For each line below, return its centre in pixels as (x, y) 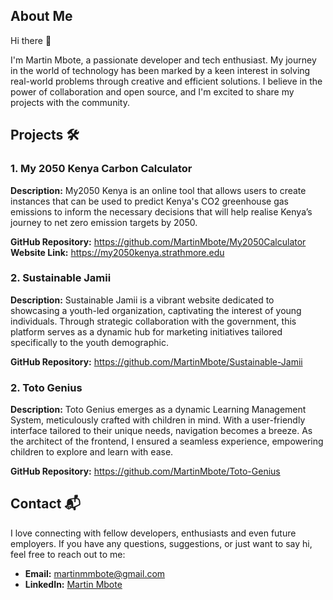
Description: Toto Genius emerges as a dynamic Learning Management (158, 410)
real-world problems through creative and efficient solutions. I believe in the (166, 81)
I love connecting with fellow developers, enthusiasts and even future (153, 533)
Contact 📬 (45, 504)
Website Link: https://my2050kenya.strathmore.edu (117, 252)
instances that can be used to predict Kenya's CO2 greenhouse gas (149, 201)
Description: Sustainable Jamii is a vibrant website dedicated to (142, 300)
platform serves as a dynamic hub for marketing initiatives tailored (146, 331)
